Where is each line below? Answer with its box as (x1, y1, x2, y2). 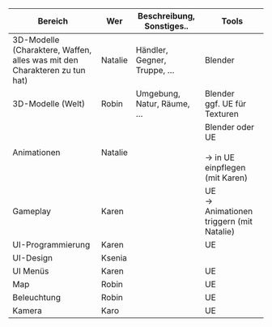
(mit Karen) (205, 172, 249, 183)
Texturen (205, 109, 239, 119)
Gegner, (135, 54, 167, 66)
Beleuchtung (12, 292, 62, 303)
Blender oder (205, 122, 255, 132)
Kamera (12, 305, 43, 316)
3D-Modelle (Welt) (12, 98, 85, 109)
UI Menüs (12, 265, 49, 277)
